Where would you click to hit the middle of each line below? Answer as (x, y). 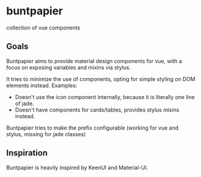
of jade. (24, 103)
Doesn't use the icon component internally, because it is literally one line (105, 97)
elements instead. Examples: (42, 85)
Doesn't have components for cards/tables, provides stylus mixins (97, 110)
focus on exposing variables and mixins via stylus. (69, 67)
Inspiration (27, 153)
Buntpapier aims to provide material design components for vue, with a (94, 61)
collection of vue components (43, 28)
